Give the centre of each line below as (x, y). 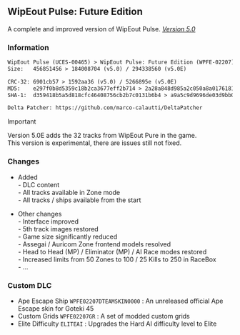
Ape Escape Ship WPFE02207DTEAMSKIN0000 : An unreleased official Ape (120, 301)
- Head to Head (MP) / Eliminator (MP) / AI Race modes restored (112, 251)
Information (28, 47)
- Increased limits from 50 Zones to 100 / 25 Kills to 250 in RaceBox (117, 259)
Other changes (40, 214)
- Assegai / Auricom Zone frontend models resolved (94, 244)
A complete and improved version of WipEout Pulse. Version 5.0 (101, 29)
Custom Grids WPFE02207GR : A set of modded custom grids (104, 316)
